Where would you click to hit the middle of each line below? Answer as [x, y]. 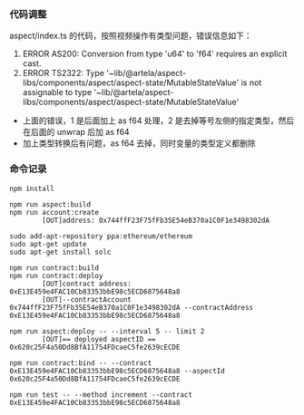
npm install [32, 188]
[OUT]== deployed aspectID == [99, 339]
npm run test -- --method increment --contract [101, 395]
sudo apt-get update [49, 244]
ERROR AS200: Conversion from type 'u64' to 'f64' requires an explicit [155, 54]
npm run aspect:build [50, 204]
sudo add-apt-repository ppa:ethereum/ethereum [101, 236]
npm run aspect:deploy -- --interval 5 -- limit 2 [107, 331]
